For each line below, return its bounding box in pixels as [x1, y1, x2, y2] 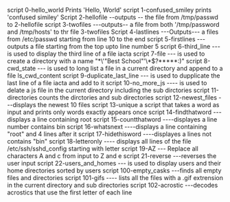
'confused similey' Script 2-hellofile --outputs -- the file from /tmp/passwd [7, 13, 218, 21]
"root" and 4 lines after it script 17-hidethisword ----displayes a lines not [7, 130, 211, 138]
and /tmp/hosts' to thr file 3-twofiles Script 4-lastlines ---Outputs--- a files [7, 27, 219, 36]
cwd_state [7, 65, 36, 72]
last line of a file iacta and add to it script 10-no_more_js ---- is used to [7, 79, 207, 87]
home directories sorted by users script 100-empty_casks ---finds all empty [7, 166, 222, 175]
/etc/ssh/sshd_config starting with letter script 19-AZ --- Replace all [7, 144, 199, 153]
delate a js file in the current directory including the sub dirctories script [7, 86, 210, 94]
